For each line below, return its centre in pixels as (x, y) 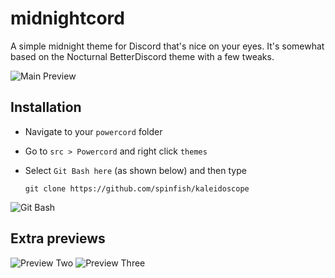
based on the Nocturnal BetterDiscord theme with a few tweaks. (142, 56)
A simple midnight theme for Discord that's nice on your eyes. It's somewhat (167, 46)
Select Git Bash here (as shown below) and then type (135, 170)
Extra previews (58, 238)
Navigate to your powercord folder (93, 131)
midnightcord (67, 18)
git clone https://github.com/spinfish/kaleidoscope (137, 188)
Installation (46, 107)
